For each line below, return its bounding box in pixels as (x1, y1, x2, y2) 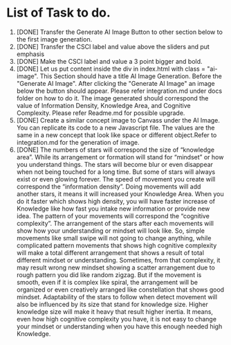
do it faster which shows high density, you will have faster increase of (16, 197, 216, 205)
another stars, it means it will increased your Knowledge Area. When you (16, 189, 224, 198)
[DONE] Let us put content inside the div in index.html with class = (16, 64, 205, 73)
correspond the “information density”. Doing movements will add (16, 182, 201, 191)
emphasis (16, 50, 45, 58)
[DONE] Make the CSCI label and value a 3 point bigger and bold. (16, 57, 203, 65)
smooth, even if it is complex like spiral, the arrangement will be (16, 278, 198, 286)
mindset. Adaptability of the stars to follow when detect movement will (16, 292, 218, 301)
